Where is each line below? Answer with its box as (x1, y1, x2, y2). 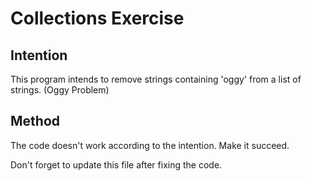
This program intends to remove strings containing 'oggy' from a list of (10, 73, 302, 85)
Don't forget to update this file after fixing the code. (10, 158, 223, 171)
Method (10, 113, 61, 130)
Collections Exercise (10, 7, 185, 30)
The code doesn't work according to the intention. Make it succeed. (10, 139, 290, 151)
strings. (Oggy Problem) (10, 84, 110, 96)
